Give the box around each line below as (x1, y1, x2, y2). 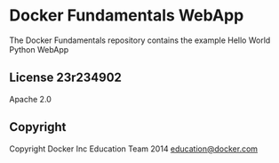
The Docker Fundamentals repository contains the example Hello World (9, 35, 271, 45)
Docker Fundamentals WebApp (9, 5, 244, 26)
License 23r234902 (9, 70, 123, 86)
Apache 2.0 (9, 94, 52, 104)
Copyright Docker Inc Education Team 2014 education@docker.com (9, 143, 259, 154)
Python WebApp (9, 44, 69, 54)
